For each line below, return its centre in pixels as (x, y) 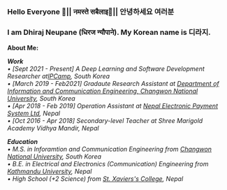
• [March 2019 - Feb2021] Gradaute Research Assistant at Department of (113, 84)
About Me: (23, 48)
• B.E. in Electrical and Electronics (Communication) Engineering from (108, 164)
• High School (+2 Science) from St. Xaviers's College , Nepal (95, 179)
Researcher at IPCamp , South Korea (59, 76)
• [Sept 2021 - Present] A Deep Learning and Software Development (106, 69)
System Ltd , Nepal (34, 113)
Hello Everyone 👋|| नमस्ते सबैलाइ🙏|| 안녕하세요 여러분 (91, 11)
